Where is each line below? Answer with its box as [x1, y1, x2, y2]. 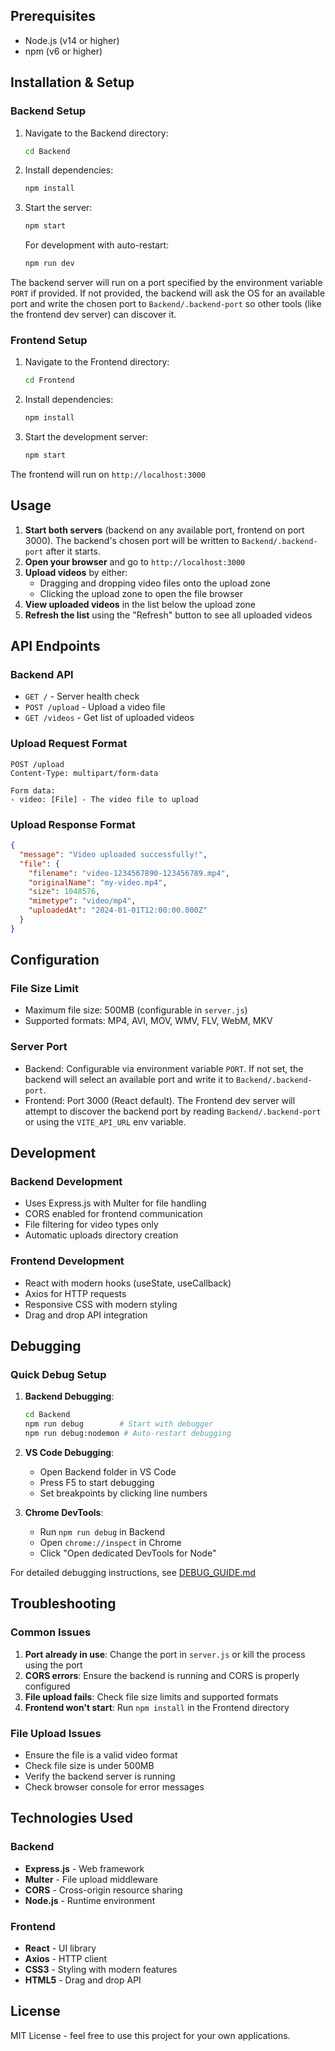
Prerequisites [10, 8, 96, 25]
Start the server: [24, 202, 93, 214]
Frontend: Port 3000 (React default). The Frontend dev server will [24, 1094, 296, 1106]
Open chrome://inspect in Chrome [39, 1537, 182, 1549]
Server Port [10, 1040, 68, 1054]
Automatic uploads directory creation [24, 1229, 179, 1241]
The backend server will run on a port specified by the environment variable [10, 277, 323, 288]
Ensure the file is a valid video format [24, 1749, 178, 1761]
